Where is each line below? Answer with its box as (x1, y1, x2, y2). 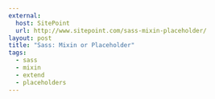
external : (8, 11, 42, 20)
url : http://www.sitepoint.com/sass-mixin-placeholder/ (15, 26, 207, 34)
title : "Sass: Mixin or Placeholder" (8, 42, 135, 49)
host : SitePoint (15, 19, 70, 27)
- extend (15, 71, 45, 79)
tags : (8, 49, 27, 57)
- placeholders (15, 78, 67, 86)
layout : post (8, 34, 52, 42)
